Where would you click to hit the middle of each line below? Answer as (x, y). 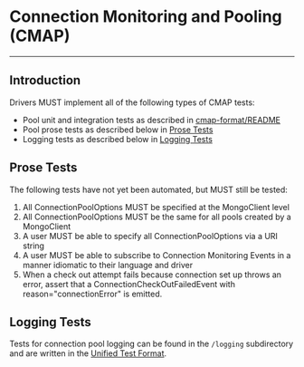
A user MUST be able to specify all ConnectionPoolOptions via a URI (150, 236)
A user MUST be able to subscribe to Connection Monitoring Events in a (157, 255)
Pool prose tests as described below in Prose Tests (118, 130)
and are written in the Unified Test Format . (88, 353)
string (33, 246)
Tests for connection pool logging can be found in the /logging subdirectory (152, 344)
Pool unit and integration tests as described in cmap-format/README (151, 120)
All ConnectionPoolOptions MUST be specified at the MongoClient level (156, 207)
